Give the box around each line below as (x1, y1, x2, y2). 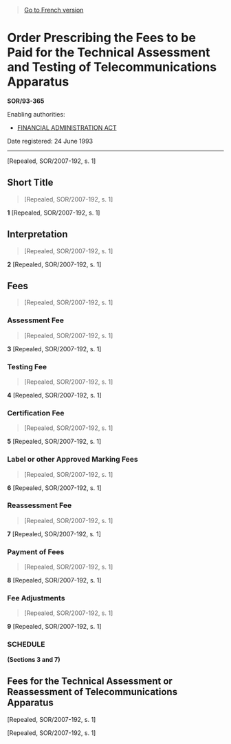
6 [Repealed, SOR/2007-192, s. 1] (7, 483, 102, 492)
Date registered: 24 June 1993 (7, 137, 93, 145)
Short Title (7, 177, 54, 188)
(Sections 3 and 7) (7, 655, 60, 663)
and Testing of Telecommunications (7, 59, 217, 75)
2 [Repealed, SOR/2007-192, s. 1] (7, 260, 102, 268)
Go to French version (23, 6, 84, 14)
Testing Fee (7, 362, 47, 371)
